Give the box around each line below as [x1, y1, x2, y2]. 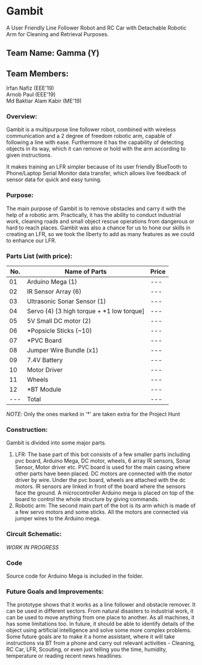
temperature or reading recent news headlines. [6, 652, 123, 660]
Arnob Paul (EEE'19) [6, 91, 56, 98]
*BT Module [26, 386, 62, 394]
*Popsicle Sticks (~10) [26, 326, 92, 335]
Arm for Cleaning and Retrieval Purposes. [6, 30, 109, 37]
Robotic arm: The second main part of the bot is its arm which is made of [14, 502, 196, 510]
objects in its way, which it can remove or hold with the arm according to [6, 145, 186, 152]
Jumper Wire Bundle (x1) [26, 346, 99, 355]
